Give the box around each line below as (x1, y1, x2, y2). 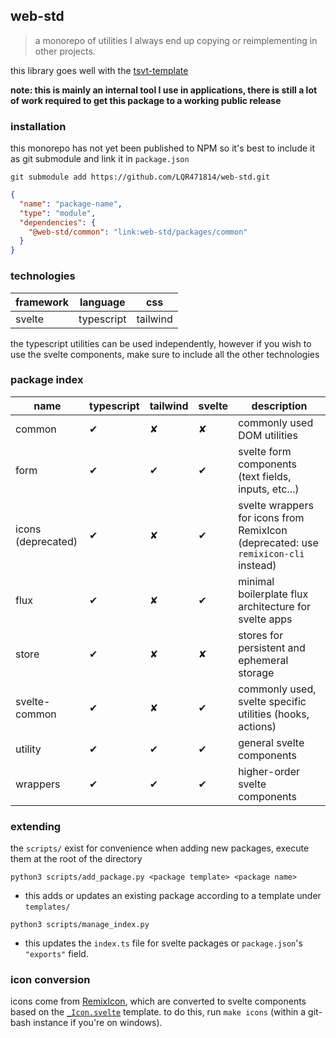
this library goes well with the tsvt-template (10, 64, 189, 76)
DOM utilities (238, 428, 298, 442)
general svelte (238, 735, 305, 749)
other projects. (34, 45, 96, 57)
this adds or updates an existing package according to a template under (24, 890, 322, 902)
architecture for (238, 599, 312, 613)
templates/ (24, 902, 71, 913)
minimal (238, 574, 275, 588)
